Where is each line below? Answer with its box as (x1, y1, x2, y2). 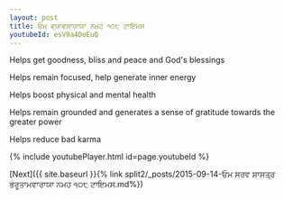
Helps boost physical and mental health (9, 89, 156, 100)
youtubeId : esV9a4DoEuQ (9, 30, 99, 39)
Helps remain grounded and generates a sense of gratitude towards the (9, 107, 276, 118)
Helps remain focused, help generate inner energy (9, 72, 197, 83)
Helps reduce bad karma (9, 134, 102, 145)
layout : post (9, 13, 59, 23)
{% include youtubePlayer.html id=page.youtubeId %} (9, 151, 210, 162)
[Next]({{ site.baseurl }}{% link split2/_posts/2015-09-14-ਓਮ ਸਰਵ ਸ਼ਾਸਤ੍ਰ (9, 168, 276, 180)
